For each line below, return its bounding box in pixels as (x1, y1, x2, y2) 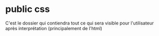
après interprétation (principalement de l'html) (5, 25, 102, 31)
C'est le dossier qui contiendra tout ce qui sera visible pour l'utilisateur (5, 20, 154, 26)
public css (5, 3, 50, 15)
